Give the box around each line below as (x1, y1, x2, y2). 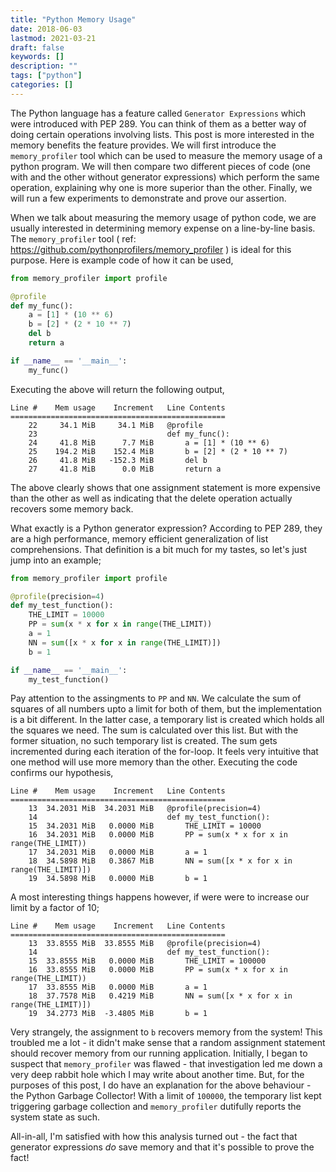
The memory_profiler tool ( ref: (10, 232, 137, 245)
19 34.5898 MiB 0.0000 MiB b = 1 (28, 874, 208, 884)
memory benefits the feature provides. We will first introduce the (10, 139, 277, 151)
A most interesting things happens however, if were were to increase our (10, 891, 310, 903)
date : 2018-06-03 (10, 24, 83, 34)
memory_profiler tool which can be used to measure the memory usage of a (10, 149, 323, 161)
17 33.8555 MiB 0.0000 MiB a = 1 (28, 982, 208, 993)
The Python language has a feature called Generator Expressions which (10, 107, 307, 119)
